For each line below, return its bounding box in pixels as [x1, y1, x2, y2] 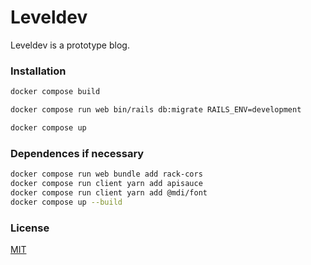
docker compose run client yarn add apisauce [10, 179, 203, 189]
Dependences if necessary [10, 146, 145, 160]
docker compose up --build [10, 197, 123, 207]
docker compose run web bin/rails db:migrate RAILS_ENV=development [10, 105, 302, 115]
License [10, 221, 50, 235]
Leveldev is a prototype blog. [10, 39, 130, 51]
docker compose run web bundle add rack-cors [10, 169, 203, 180]
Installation [10, 64, 67, 78]
